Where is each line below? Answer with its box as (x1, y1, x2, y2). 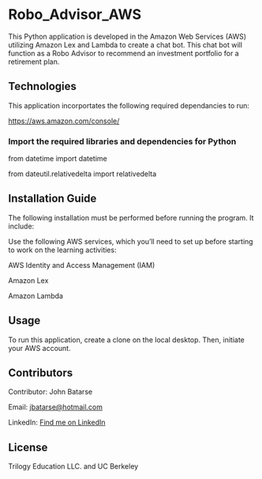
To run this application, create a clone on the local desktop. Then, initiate (8, 334, 245, 345)
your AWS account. (8, 343, 71, 353)
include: (8, 221, 35, 231)
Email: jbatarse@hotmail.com (8, 402, 103, 412)
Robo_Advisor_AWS (8, 6, 142, 24)
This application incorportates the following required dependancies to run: (8, 100, 250, 110)
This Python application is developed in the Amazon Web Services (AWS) (8, 32, 247, 41)
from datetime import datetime (8, 154, 108, 164)
